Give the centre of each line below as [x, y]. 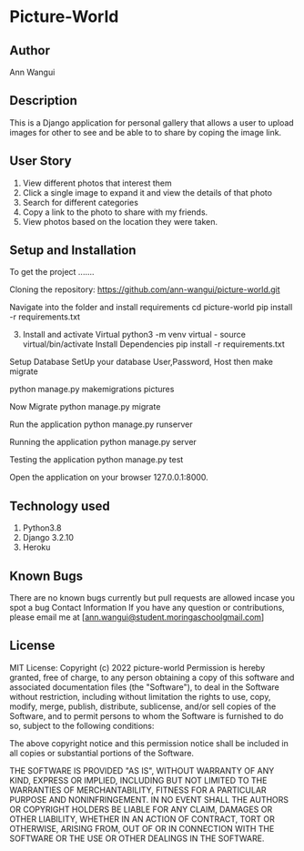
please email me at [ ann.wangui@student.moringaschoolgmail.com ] [137, 617]
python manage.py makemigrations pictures [92, 390]
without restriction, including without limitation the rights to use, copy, [140, 696]
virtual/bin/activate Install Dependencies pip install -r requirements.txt [153, 344]
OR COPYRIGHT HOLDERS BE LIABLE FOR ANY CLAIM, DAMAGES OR [141, 809]
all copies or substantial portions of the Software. [101, 753]
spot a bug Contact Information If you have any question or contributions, [147, 608]
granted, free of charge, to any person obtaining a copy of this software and [152, 677]
